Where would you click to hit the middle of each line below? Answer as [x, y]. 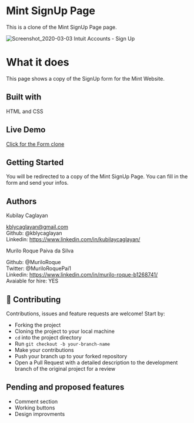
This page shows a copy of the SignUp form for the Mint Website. [86, 78]
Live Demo [26, 130]
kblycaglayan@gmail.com [37, 227]
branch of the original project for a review [65, 368]
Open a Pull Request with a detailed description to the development [96, 362]
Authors [21, 201]
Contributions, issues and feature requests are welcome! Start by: [86, 314]
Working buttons [35, 408]
